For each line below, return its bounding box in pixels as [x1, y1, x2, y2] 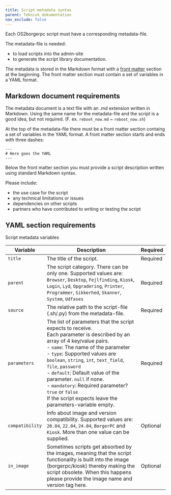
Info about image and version [46, 409, 117, 416]
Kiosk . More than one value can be [46, 429, 130, 435]
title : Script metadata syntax [5, 7, 72, 13]
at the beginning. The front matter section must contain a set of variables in [5, 71, 164, 78]
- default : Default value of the [46, 369, 120, 376]
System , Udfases [46, 295, 84, 302]
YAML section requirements [5, 220, 96, 230]
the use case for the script [12, 190, 68, 196]
